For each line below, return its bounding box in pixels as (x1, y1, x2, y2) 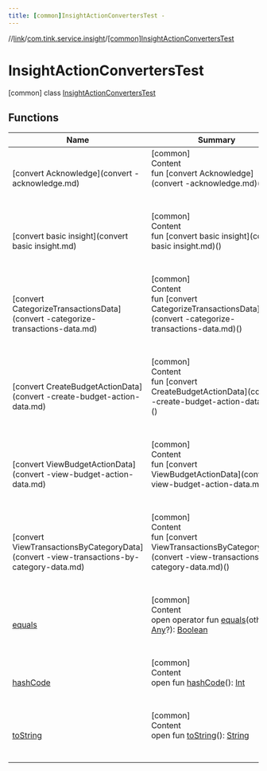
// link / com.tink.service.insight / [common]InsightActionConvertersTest (8, 33, 234, 43)
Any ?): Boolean (150, 624, 208, 635)
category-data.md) (12, 561, 85, 572)
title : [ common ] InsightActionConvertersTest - (8, 11, 165, 20)
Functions (8, 111, 60, 124)
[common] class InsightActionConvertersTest (8, 88, 157, 97)
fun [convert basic (150, 230, 220, 242)
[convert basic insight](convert (12, 230, 129, 242)
